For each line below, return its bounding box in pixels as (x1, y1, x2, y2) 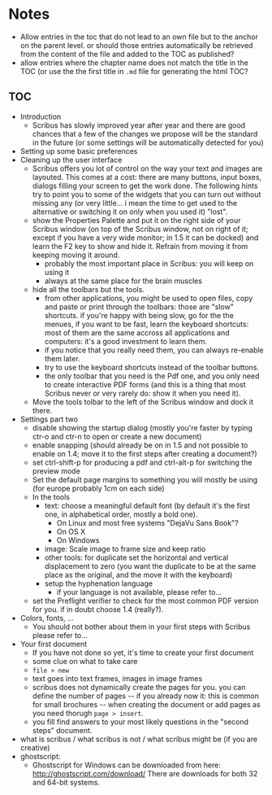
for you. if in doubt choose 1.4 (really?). (32, 604, 164, 614)
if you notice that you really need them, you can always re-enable (44, 345, 264, 355)
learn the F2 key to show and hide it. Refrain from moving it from (32, 241, 248, 251)
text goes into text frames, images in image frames (32, 673, 203, 684)
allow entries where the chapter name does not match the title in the (19, 58, 249, 68)
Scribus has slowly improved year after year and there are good (32, 120, 246, 130)
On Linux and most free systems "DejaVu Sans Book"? (56, 518, 240, 527)
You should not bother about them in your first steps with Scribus (32, 622, 251, 631)
